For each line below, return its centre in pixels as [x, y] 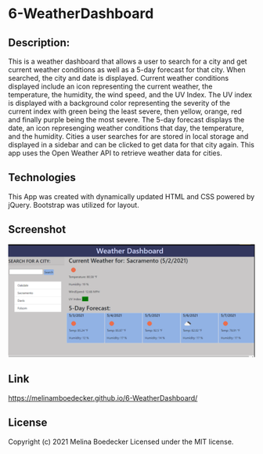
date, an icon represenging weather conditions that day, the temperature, [126, 128]
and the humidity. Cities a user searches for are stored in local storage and [128, 136]
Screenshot [37, 229]
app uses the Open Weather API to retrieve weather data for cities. [115, 153]
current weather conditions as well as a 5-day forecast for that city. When [127, 70]
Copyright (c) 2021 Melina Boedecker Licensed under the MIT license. [121, 441]
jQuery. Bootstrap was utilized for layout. [74, 205]
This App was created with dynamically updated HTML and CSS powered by [131, 196]
